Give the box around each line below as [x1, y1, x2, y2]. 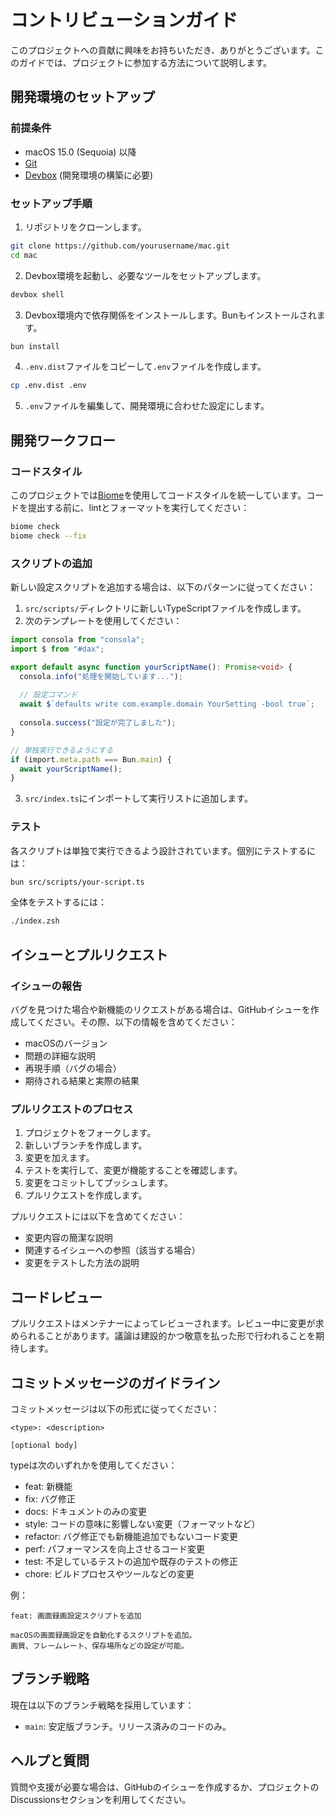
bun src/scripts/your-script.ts [10, 877, 145, 887]
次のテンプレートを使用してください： [24, 615, 183, 627]
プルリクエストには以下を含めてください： [10, 1211, 186, 1223]
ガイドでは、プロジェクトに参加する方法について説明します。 [18, 56, 273, 68]
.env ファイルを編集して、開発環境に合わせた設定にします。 [24, 400, 270, 412]
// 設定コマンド [19, 690, 78, 700]
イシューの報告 [10, 979, 83, 993]
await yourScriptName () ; [19, 764, 123, 774]
